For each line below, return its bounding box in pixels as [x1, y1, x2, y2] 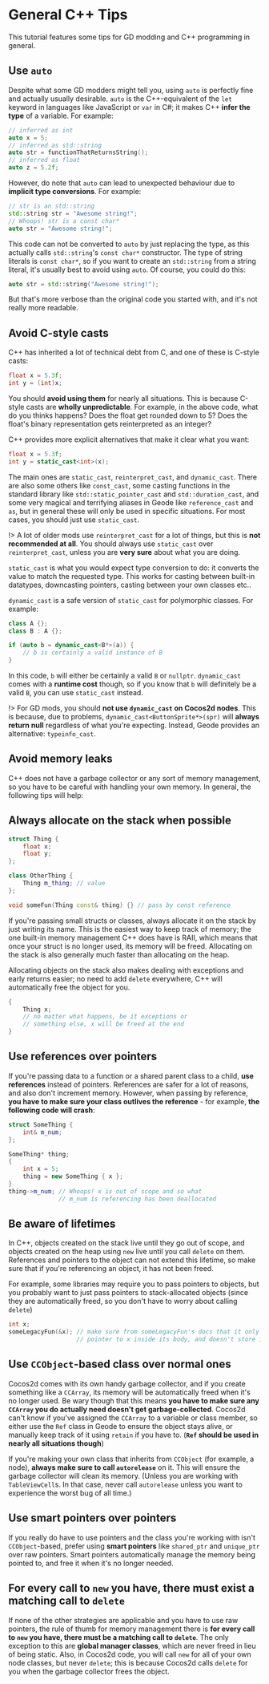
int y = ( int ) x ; [8, 379, 62, 387]
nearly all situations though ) [8, 1438, 104, 1448]
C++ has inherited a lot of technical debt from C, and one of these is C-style [8, 347, 260, 358]
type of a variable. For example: [8, 111, 114, 120]
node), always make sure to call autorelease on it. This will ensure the [8, 1462, 240, 1472]
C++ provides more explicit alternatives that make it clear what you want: [8, 435, 250, 444]
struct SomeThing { [8, 1120, 74, 1128]
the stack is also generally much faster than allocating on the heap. [8, 949, 230, 959]
